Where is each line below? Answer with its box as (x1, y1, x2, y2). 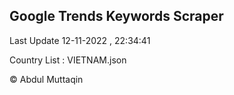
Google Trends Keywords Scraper (9, 8, 224, 25)
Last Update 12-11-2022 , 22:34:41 (9, 34, 151, 46)
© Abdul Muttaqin (9, 73, 84, 85)
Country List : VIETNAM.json (9, 54, 127, 66)
